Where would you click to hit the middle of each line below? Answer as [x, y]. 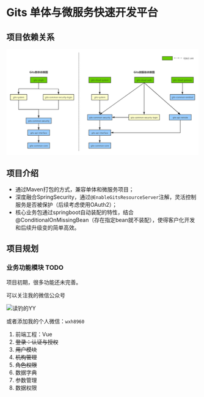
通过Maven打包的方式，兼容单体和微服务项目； [75, 189]
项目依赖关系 [31, 37]
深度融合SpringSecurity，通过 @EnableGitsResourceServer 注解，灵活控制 [106, 197]
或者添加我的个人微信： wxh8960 [46, 321]
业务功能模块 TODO [35, 268]
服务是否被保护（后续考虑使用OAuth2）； [66, 204]
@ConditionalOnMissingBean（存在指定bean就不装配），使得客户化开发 [105, 220]
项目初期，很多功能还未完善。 [44, 282]
